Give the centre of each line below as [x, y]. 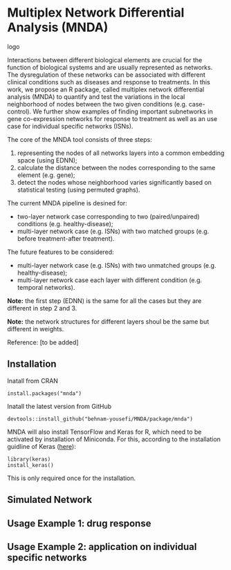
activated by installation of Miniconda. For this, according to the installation [114, 439]
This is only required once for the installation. [72, 478]
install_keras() [30, 465]
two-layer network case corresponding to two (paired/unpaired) [108, 217]
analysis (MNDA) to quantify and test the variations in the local [96, 96]
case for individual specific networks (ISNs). [70, 126]
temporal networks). [46, 287]
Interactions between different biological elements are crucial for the [105, 59]
